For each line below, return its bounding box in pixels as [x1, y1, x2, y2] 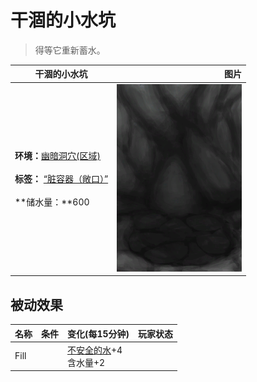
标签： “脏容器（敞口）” [14, 173, 109, 185]
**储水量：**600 [14, 196, 90, 208]
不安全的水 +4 [67, 344, 123, 356]
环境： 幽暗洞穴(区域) [14, 150, 101, 162]
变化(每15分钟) [67, 327, 130, 340]
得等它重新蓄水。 [34, 44, 106, 56]
